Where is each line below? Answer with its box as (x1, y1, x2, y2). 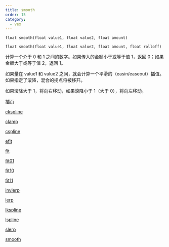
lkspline (5, 207, 22, 213)
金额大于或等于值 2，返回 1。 (5, 60, 66, 66)
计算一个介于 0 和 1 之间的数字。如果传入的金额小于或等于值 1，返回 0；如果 (5, 54, 164, 60)
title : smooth (5, 7, 35, 13)
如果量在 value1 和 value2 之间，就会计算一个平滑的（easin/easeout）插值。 (5, 71, 164, 77)
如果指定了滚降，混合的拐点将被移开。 (5, 77, 85, 84)
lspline (5, 217, 19, 223)
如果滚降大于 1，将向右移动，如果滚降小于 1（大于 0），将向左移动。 (5, 88, 147, 94)
